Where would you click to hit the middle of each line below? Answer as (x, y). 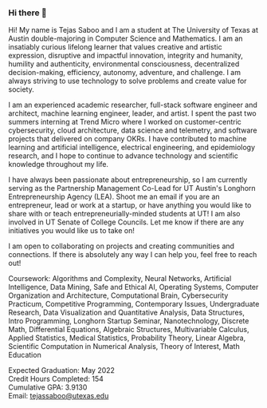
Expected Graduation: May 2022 (62, 370)
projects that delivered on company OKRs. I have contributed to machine (128, 139)
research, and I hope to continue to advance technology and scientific (124, 156)
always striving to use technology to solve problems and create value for (128, 81)
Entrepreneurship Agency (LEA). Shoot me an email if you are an (114, 197)
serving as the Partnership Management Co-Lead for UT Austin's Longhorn (132, 188)
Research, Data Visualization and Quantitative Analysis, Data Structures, (126, 313)
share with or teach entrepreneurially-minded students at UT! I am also (124, 214)
